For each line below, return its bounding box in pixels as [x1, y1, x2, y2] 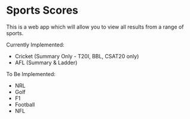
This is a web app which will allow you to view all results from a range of [6, 23, 184, 30]
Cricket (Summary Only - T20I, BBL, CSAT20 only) [14, 52, 139, 59]
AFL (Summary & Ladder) [14, 59, 78, 66]
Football [14, 101, 35, 108]
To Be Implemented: [6, 70, 56, 77]
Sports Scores [6, 4, 79, 17]
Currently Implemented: [6, 41, 65, 48]
